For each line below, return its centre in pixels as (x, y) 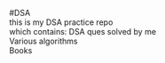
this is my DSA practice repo (61, 22)
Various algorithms (43, 41)
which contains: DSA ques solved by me (83, 31)
